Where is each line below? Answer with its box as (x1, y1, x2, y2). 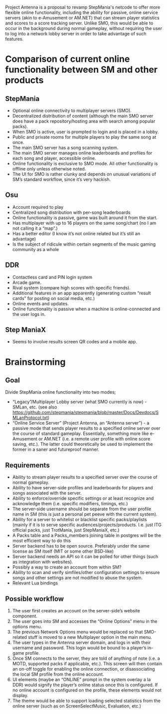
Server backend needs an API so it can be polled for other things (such (12, 554, 159, 560)
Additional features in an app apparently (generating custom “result (12, 290, 151, 296)
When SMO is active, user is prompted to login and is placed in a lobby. (12, 129, 159, 135)
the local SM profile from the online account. (12, 671, 104, 677)
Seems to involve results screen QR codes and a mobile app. (12, 339, 137, 345)
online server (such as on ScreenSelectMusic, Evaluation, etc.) (12, 703, 141, 709)
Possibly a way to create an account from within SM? (12, 564, 122, 570)
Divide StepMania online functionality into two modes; (5, 389, 116, 395)
